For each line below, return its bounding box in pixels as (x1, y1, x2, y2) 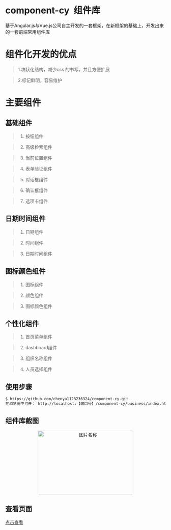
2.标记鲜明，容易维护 (17, 77, 63, 83)
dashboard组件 (25, 345, 58, 351)
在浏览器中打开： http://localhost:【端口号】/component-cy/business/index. (5, 401, 162, 406)
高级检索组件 (25, 144, 52, 150)
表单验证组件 (25, 165, 52, 172)
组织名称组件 (25, 355, 52, 361)
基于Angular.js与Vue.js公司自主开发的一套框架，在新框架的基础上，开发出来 (5, 22, 164, 29)
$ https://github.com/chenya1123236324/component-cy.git (5, 397, 129, 402)
